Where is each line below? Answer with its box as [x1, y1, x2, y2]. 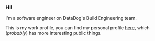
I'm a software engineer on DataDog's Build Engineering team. [5, 15, 137, 21]
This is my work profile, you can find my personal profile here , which [5, 25, 150, 31]
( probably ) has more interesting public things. [5, 30, 102, 36]
